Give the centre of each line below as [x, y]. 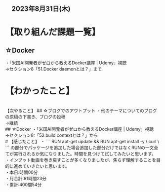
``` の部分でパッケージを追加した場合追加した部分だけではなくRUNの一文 [80, 148]
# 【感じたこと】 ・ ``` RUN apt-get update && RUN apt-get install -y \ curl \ [82, 142]
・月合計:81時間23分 [26, 179]
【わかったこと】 [40, 91]
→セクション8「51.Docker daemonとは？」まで [54, 69]
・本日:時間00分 [21, 172]
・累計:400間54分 [23, 185]
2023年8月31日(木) [41, 9]
